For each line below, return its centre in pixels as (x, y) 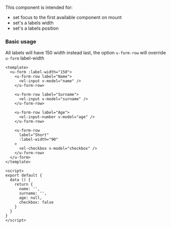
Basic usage (21, 42)
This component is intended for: (39, 7)
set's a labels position (36, 28)
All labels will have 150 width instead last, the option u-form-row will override (86, 53)
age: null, (30, 198)
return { (24, 184)
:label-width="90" (38, 140)
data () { (20, 180)
